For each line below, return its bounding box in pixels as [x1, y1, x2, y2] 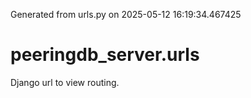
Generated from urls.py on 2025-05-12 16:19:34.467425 [10, 9, 242, 20]
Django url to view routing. [10, 76, 120, 88]
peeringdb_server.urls [10, 44, 200, 66]
